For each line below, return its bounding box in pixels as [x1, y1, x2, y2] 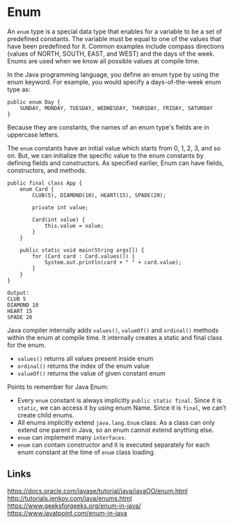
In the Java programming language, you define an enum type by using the [7, 70, 219, 79]
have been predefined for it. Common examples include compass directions [7, 42, 225, 50]
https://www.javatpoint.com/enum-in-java [7, 509, 127, 517]
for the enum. [7, 341, 47, 349]
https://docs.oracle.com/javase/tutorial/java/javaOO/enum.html [7, 486, 188, 495]
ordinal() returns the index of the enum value [17, 362, 150, 370]
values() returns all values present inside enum [17, 354, 154, 362]
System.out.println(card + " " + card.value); [44, 259, 182, 265]
